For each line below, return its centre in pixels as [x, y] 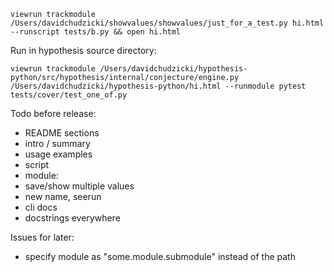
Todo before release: [53, 113]
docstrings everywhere [72, 218]
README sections [62, 133]
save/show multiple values [79, 186]
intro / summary [57, 143]
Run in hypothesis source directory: [83, 50]
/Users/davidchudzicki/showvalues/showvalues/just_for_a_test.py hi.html [167, 23]
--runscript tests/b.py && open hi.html [96, 32]
